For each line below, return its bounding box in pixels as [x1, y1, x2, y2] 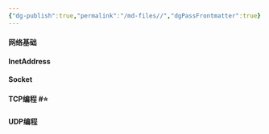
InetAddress [8, 56, 51, 66]
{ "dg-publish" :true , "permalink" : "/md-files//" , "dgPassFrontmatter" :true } [8, 11, 262, 20]
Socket [8, 75, 33, 84]
